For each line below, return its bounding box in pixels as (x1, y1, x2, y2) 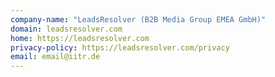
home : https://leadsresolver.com (10, 33, 150, 43)
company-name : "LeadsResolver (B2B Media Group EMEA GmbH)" (10, 14, 267, 25)
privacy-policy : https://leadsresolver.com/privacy (10, 42, 230, 53)
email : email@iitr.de (10, 52, 101, 62)
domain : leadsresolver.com (10, 24, 123, 34)
